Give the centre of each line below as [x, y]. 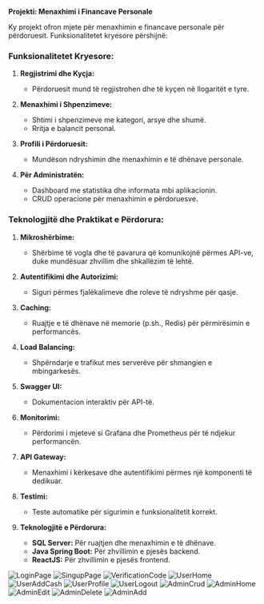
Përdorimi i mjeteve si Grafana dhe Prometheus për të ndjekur [134, 433]
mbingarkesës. [56, 371]
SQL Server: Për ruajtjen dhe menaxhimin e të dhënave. [124, 542]
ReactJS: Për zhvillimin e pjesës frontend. [101, 559]
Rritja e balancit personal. [74, 129]
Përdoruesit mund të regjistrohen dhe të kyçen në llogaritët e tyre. [140, 89]
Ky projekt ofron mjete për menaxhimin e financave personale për [116, 27]
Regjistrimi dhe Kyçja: [57, 74]
